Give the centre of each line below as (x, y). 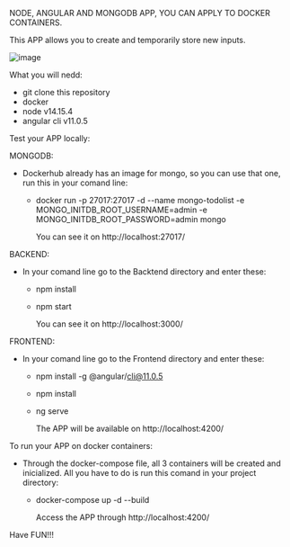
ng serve (52, 411)
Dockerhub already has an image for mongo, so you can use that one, (151, 173)
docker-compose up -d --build (92, 500)
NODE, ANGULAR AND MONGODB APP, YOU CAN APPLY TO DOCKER (140, 13)
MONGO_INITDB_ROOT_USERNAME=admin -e (122, 210)
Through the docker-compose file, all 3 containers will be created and (151, 463)
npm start (53, 306)
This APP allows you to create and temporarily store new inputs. (127, 40)
